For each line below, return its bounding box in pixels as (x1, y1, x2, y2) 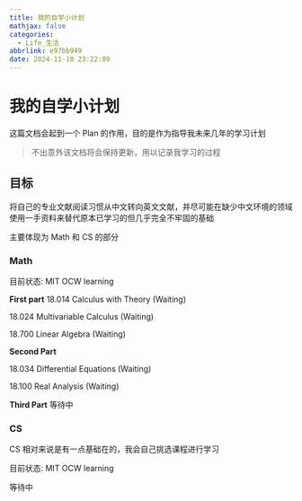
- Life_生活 (17, 38, 60, 48)
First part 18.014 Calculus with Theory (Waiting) (9, 294, 187, 305)
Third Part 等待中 (9, 400, 74, 410)
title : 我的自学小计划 (9, 13, 85, 22)
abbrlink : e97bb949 (9, 47, 83, 56)
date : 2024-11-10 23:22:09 (9, 55, 111, 64)
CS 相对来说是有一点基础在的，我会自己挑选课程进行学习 (9, 444, 220, 454)
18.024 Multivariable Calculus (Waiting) (9, 312, 155, 322)
